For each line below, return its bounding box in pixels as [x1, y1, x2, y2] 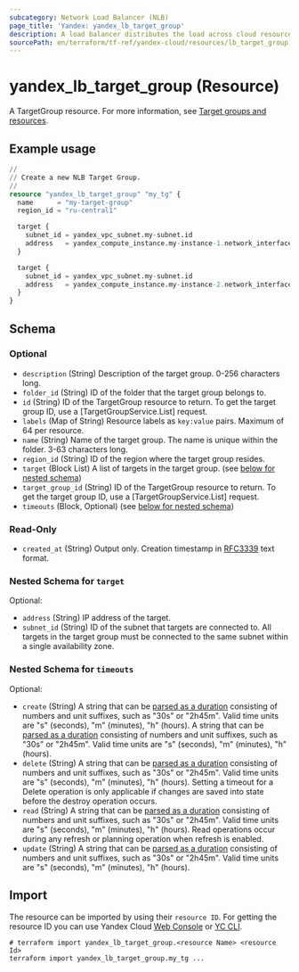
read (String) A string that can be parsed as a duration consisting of [21, 804, 270, 816]
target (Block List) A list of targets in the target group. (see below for [21, 463, 276, 474]
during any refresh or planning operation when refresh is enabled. [21, 833, 264, 844]
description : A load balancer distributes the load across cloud [9, 29, 256, 38]
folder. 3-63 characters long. [21, 443, 128, 455]
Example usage [9, 141, 96, 156]
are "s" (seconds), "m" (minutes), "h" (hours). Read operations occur [21, 824, 276, 835]
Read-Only [9, 523, 58, 535]
